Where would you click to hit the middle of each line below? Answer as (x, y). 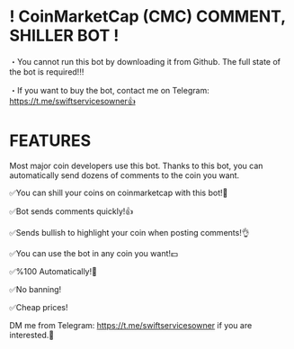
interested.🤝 (32, 335)
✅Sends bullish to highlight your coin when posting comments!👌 (129, 232)
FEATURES (50, 141)
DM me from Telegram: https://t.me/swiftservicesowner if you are (131, 325)
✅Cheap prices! (39, 307)
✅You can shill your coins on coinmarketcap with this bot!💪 (119, 192)
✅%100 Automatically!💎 (53, 271)
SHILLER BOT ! (64, 36)
